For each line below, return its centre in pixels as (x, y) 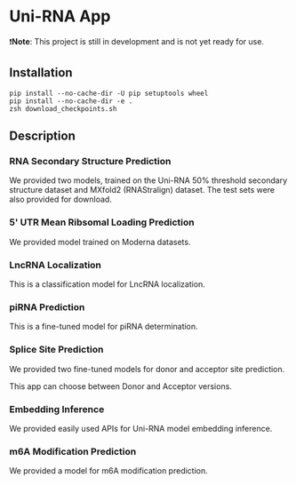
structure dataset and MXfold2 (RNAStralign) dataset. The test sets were (142, 190)
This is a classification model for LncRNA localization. (108, 284)
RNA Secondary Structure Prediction (90, 162)
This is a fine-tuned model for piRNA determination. (104, 327)
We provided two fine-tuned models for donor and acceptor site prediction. (147, 369)
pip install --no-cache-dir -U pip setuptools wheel (109, 93)
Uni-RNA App (60, 16)
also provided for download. (61, 199)
